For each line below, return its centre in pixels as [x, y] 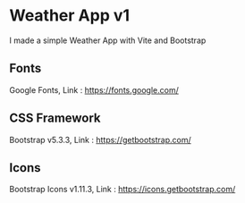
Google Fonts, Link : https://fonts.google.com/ [94, 89]
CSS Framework [55, 118]
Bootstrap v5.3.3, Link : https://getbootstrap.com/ [101, 140]
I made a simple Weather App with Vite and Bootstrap [108, 40]
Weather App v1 [70, 16]
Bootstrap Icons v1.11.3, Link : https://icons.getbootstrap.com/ [122, 190]
